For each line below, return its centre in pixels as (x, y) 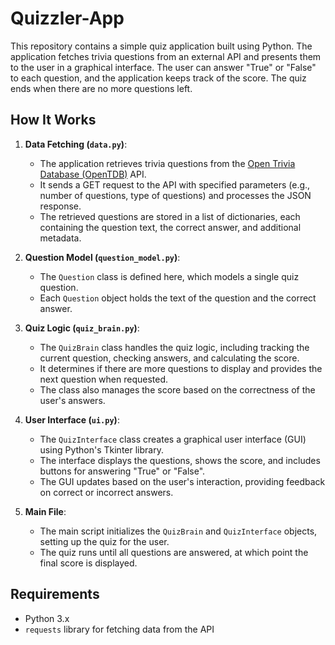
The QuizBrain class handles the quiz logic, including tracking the (174, 347)
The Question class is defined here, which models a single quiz (169, 276)
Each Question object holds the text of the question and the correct (178, 298)
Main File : (45, 511)
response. (60, 206)
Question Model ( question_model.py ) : (102, 257)
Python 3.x (47, 618)
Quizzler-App (67, 18)
